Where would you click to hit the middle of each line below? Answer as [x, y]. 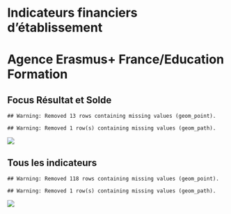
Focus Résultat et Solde [59, 100]
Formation [38, 74]
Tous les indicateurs [52, 163]
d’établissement [55, 28]
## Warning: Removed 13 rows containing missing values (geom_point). [112, 116]
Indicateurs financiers [72, 13]
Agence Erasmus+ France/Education [116, 60]
